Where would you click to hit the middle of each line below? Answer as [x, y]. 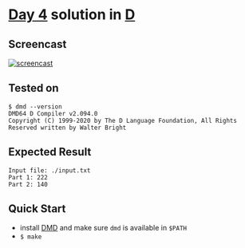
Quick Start [37, 209]
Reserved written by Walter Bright [67, 128]
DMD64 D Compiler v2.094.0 [53, 113]
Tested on [34, 88]
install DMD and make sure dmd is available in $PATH [103, 228]
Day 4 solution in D [72, 15]
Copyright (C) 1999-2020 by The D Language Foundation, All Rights [123, 120]
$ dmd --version [35, 106]
